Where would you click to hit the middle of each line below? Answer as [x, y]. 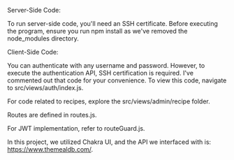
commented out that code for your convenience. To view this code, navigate [117, 80]
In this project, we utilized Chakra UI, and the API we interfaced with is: [109, 142]
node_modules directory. [43, 38]
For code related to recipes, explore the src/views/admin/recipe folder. [109, 101]
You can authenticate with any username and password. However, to [106, 65]
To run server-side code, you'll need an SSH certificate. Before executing [113, 23]
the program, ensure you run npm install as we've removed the [97, 31]
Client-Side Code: [33, 52]
